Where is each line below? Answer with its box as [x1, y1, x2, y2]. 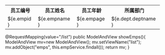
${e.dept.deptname [111, 16, 156, 22]
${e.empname [37, 16, 70, 22]
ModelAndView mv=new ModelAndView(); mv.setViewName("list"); [5, 39, 141, 45]
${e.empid [7, 16, 31, 22]
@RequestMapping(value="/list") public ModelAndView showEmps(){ [5, 34, 146, 39]
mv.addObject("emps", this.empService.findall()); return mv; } [5, 44, 130, 50]
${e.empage [76, 16, 105, 22]
